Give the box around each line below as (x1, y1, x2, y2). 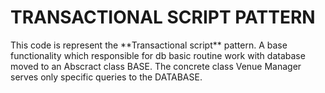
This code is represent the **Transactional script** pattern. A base (10, 39, 288, 51)
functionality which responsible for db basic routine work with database (10, 49, 306, 61)
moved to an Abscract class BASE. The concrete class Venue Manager (10, 60, 302, 72)
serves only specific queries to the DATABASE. (10, 71, 203, 83)
